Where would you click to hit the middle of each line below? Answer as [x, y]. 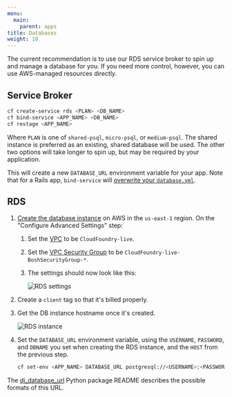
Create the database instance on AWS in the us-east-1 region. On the [116, 218]
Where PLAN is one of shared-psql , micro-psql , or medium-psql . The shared [112, 137]
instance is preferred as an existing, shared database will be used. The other [116, 144]
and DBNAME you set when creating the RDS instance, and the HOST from [117, 347]
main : [21, 20]
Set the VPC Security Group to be [75, 252]
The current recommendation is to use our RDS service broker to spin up [110, 59]
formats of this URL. [36, 388]
